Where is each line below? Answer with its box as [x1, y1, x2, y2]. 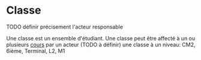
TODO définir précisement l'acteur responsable [6, 23, 123, 30]
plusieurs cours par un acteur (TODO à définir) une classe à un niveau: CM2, [6, 41, 196, 48]
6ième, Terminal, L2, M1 [6, 47, 65, 54]
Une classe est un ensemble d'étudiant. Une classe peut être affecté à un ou [6, 34, 196, 42]
